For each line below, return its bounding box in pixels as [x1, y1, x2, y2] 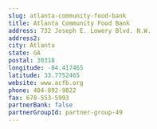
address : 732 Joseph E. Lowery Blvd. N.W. [8, 26, 151, 34]
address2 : [8, 34, 41, 42]
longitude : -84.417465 [8, 64, 84, 72]
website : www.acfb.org [8, 79, 84, 87]
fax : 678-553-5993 [8, 94, 69, 102]
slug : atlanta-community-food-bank [8, 11, 127, 20]
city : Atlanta [8, 42, 56, 50]
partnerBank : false [8, 101, 73, 109]
